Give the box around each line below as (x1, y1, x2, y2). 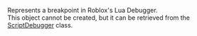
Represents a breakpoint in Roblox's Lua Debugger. (7, 6, 158, 14)
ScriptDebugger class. (7, 21, 73, 29)
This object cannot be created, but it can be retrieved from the (7, 13, 191, 22)
